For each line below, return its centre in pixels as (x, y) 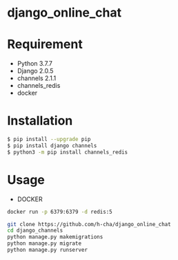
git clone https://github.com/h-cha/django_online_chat (89, 224)
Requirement (45, 45)
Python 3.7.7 (35, 64)
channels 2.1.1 (37, 78)
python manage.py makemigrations (55, 237)
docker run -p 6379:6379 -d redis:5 (60, 212)
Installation (40, 121)
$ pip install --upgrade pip (49, 140)
